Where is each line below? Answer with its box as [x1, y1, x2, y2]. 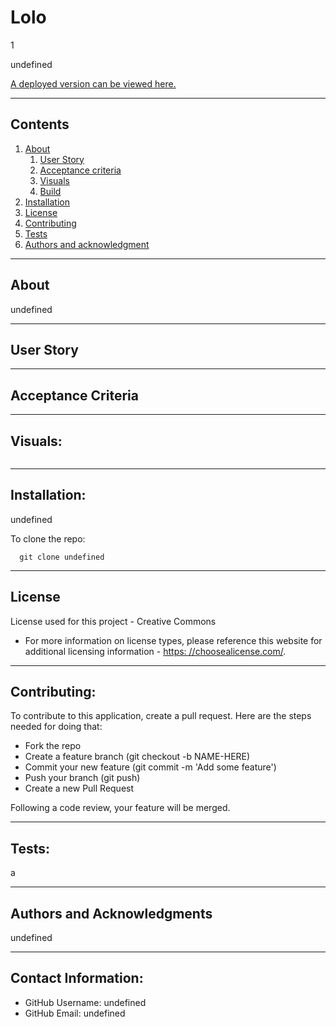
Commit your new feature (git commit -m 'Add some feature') [24, 761, 277, 773]
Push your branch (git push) [24, 772, 141, 784]
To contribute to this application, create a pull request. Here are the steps [10, 710, 312, 722]
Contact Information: [10, 970, 144, 987]
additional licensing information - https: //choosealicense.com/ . [24, 645, 287, 657]
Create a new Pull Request [24, 782, 135, 795]
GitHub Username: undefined [24, 996, 147, 1008]
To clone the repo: [10, 532, 86, 545]
